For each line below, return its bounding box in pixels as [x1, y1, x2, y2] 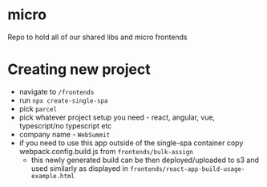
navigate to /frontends [18, 87, 95, 96]
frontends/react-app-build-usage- [130, 165, 245, 173]
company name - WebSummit [18, 129, 111, 139]
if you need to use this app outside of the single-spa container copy [18, 138, 244, 148]
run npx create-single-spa [18, 95, 108, 105]
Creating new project [7, 60, 151, 79]
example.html [30, 172, 75, 180]
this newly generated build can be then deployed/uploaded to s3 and [30, 155, 260, 165]
